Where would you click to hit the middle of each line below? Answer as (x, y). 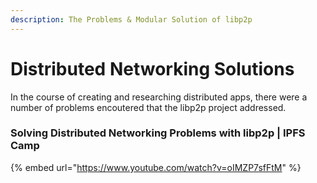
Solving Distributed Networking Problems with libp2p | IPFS (158, 133)
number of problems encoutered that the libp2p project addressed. (148, 107)
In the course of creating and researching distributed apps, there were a (159, 97)
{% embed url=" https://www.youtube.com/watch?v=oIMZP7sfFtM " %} (156, 167)
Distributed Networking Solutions (152, 68)
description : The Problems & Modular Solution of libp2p (131, 19)
